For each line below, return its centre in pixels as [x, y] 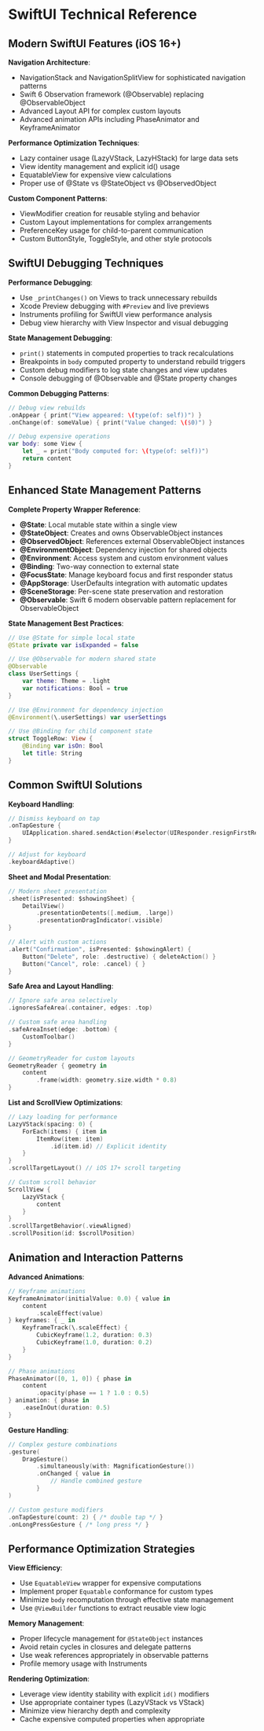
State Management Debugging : [60, 338]
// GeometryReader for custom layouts [71, 1058]
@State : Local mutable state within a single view [98, 524]
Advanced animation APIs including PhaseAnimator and [110, 119]
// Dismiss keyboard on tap [54, 818]
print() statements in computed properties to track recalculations [126, 353]
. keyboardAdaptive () [42, 862]
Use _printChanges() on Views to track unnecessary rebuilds [118, 297]
